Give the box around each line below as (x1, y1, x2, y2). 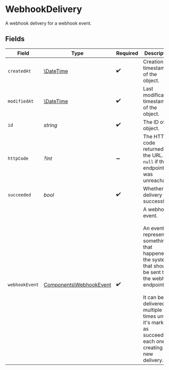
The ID (143, 118, 159, 125)
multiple (143, 306, 162, 313)
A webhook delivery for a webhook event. (5, 20, 92, 26)
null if (143, 158, 158, 165)
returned (143, 145, 164, 152)
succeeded (8, 192, 31, 198)
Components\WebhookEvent (43, 281, 112, 288)
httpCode (8, 155, 29, 161)
